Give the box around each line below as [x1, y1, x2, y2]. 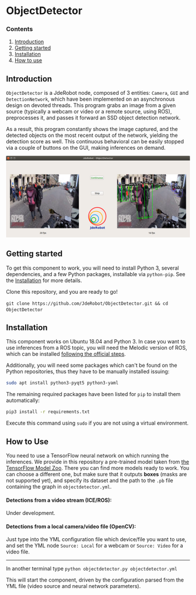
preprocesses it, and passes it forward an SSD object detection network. [6, 114, 181, 121]
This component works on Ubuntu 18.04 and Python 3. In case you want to [6, 338, 185, 345]
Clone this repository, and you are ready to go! [6, 288, 118, 295]
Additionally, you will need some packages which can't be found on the [6, 362, 177, 369]
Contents [6, 25, 33, 33]
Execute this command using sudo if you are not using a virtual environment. [6, 419, 189, 427]
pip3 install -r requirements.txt [6, 409, 90, 415]
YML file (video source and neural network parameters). [6, 583, 141, 590]
